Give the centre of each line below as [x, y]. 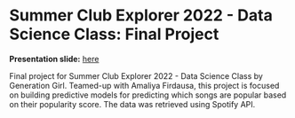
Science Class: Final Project [114, 34]
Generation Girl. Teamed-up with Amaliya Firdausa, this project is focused [144, 85]
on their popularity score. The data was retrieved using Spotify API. [132, 104]
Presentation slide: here [54, 59]
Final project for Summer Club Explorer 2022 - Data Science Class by [136, 75]
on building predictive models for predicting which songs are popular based [148, 95]
